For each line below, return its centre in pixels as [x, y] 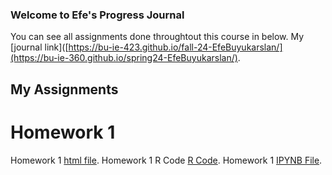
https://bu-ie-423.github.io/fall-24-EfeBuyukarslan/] [175, 47]
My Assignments [64, 89]
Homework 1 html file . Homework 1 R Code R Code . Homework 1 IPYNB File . [166, 160]
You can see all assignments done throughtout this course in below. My [157, 37]
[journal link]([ [39, 47]
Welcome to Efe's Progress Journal [97, 15]
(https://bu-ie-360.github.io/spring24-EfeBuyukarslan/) [124, 58]
